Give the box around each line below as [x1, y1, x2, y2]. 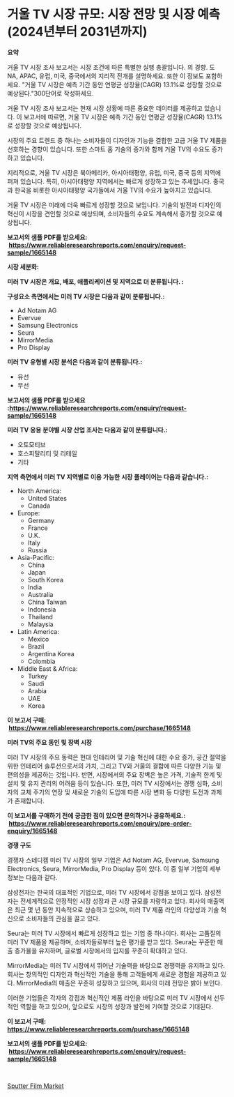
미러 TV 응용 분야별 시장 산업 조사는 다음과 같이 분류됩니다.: [7, 425, 169, 434]
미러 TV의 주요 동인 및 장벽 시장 [7, 738, 93, 746]
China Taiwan [27, 598, 68, 606]
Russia [27, 545, 47, 554]
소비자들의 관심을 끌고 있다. [25, 914, 100, 923]
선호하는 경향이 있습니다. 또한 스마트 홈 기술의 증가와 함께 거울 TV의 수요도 [7, 144, 210, 153]
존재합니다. [14, 796, 45, 805]
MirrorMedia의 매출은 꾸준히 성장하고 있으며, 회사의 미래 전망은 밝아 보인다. [16, 978, 223, 987]
